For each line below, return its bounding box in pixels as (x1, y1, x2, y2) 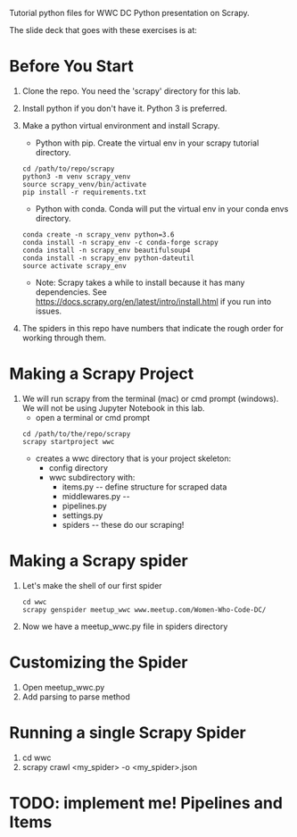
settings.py (62, 509, 103, 521)
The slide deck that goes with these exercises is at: (9, 25, 198, 35)
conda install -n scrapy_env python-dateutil (21, 254, 194, 263)
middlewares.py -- (62, 490, 131, 501)
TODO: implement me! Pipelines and (9, 792, 284, 813)
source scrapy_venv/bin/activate (21, 180, 147, 188)
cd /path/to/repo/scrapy (21, 164, 115, 173)
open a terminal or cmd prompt (35, 412, 150, 423)
